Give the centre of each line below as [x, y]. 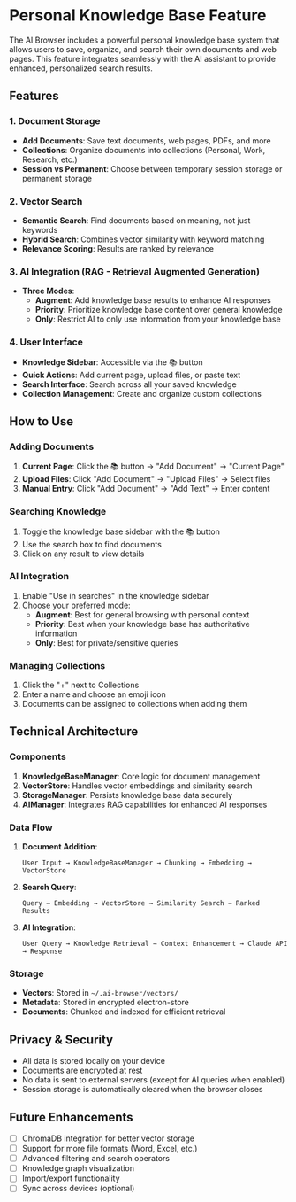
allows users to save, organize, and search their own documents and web [143, 49]
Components [38, 756]
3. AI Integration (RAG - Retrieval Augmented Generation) [135, 271]
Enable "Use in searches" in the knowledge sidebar [115, 595]
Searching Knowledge [58, 512]
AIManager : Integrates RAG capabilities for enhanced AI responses [144, 804]
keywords [40, 229]
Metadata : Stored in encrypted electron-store [106, 1003]
